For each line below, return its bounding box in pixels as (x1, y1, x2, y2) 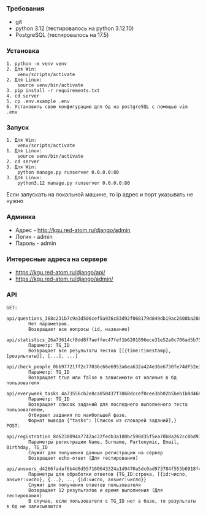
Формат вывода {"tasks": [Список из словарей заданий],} (28, 417, 177, 424)
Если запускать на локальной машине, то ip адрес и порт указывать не (6, 190, 194, 198)
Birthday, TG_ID (6, 444, 48, 451)
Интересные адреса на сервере (6, 255, 107, 263)
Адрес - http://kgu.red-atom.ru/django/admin (15, 227, 131, 234)
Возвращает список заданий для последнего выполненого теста (28, 401, 188, 408)
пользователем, (6, 406, 45, 412)
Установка (6, 47, 40, 55)
